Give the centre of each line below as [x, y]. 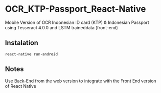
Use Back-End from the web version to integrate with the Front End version [81, 81]
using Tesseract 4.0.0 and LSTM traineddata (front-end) [62, 27]
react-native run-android [31, 54]
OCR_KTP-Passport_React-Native [76, 9]
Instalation [22, 43]
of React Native [21, 86]
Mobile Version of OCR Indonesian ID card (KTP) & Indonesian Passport [77, 22]
